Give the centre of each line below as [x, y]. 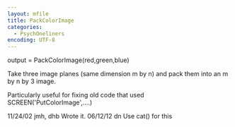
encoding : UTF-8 [31, 40]
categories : [25, 27]
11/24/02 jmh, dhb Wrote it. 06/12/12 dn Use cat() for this [90, 116]
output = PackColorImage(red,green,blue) [68, 60]
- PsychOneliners [39, 34]
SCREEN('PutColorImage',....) [50, 102]
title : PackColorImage [41, 20]
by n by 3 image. [32, 81]
